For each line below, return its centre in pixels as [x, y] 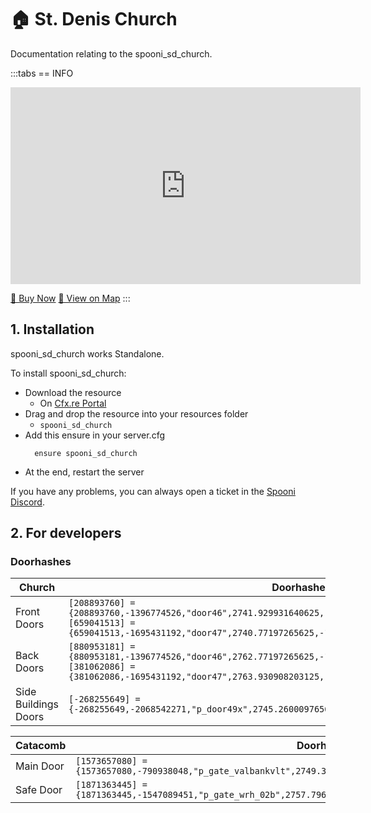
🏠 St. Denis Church [94, 19]
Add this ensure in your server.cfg [95, 435]
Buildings [37, 704]
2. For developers [66, 533]
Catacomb [41, 746]
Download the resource [73, 392]
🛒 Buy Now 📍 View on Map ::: [70, 298]
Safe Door [39, 790]
